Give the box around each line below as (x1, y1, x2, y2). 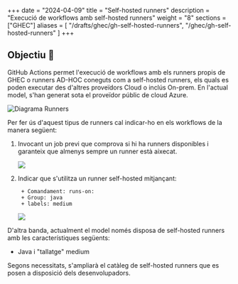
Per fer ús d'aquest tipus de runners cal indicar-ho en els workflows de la (7, 118, 222, 126)
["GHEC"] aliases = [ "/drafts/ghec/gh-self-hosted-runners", (7, 21, 184, 29)
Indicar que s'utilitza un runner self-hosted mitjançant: (17, 174, 177, 182)
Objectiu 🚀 (7, 49, 55, 61)
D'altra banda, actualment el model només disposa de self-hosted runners (7, 226, 225, 234)
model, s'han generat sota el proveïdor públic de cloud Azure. (7, 90, 188, 99)
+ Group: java (21, 194, 63, 201)
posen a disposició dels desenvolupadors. (7, 268, 131, 277)
